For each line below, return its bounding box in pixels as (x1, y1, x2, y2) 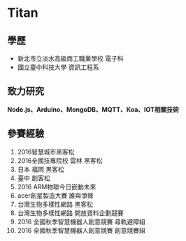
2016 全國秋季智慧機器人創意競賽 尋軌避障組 (17, 217, 145, 226)
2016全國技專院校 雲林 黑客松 (17, 156, 103, 165)
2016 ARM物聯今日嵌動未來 (17, 182, 96, 191)
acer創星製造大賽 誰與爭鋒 (17, 191, 94, 200)
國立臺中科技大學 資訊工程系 (17, 63, 99, 71)
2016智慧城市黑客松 (17, 147, 75, 156)
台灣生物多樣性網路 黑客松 (17, 200, 93, 208)
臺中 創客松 (17, 173, 50, 182)
